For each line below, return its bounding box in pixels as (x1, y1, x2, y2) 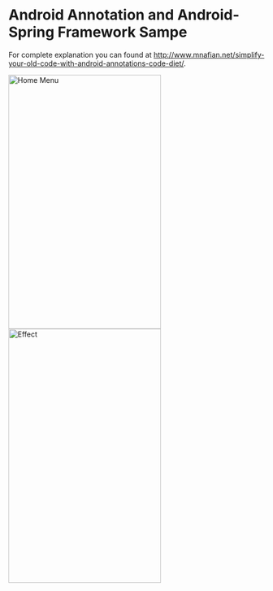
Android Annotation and (8, 6, 175, 24)
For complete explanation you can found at (8, 50, 152, 59)
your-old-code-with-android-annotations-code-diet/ (8, 59, 184, 68)
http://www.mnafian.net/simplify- (153, 50, 265, 59)
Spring (8, 23, 55, 41)
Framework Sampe (57, 23, 188, 41)
